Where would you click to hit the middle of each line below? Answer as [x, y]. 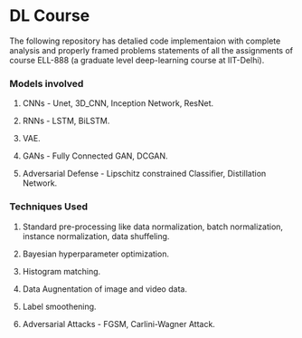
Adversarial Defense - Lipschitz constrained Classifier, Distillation [144, 174]
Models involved [47, 83]
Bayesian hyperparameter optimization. [96, 254]
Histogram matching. [61, 271]
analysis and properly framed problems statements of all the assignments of [151, 50]
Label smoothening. [59, 306]
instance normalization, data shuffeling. [96, 236]
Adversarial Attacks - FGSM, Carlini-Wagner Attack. [118, 324]
